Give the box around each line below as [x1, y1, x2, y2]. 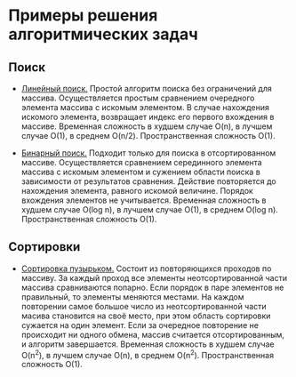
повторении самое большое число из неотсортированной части [20, 301, 268, 311]
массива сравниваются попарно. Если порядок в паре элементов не [20, 282, 284, 293]
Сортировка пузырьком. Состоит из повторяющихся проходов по [20, 263, 272, 274]
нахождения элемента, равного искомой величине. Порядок [20, 186, 254, 196]
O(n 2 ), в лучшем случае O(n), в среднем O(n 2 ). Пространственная [20, 348, 275, 360]
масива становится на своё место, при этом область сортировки [20, 310, 271, 321]
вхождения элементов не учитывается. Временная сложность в [20, 195, 267, 205]
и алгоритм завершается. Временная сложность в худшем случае [20, 339, 275, 349]
